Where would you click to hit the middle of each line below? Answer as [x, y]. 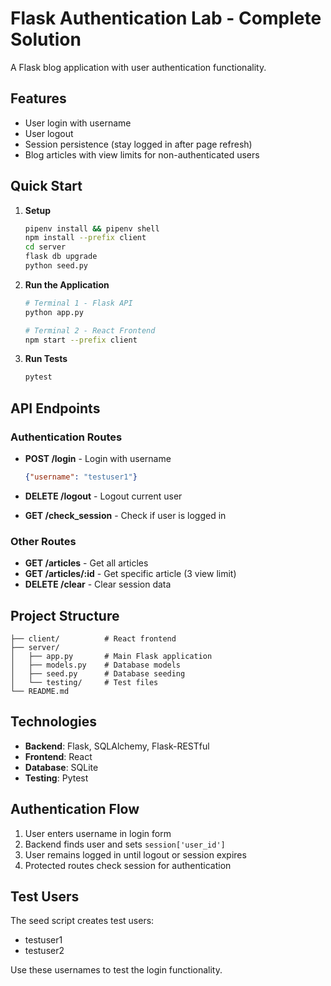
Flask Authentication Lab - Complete [166, 18]
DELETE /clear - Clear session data [98, 584]
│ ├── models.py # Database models [96, 665]
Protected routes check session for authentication [128, 865]
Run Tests [46, 359]
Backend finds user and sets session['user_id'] [125, 844]
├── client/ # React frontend [93, 638]
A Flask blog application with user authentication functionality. [138, 67]
